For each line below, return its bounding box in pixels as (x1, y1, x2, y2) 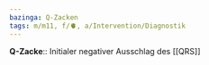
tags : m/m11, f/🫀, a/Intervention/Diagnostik (9, 21, 186, 30)
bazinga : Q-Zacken (9, 12, 78, 22)
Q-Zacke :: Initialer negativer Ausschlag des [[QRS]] (9, 45, 201, 56)
